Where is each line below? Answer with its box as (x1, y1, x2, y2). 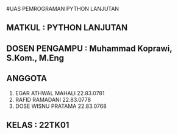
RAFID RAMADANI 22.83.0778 (15, 96, 91, 103)
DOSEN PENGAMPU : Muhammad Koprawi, (6, 43, 173, 53)
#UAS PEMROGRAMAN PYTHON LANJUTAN (6, 5, 119, 12)
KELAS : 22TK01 (6, 119, 69, 130)
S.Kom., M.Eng (6, 53, 65, 63)
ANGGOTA (6, 73, 48, 84)
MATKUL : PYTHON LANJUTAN (6, 22, 128, 33)
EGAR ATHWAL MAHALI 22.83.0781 (15, 89, 105, 96)
